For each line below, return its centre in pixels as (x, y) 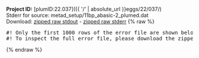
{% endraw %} (24, 50)
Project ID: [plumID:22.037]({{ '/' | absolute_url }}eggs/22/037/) (84, 9)
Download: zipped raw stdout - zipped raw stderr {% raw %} (81, 21)
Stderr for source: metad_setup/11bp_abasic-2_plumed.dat (78, 15)
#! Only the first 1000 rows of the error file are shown (92, 33)
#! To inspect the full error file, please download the (91, 38)
